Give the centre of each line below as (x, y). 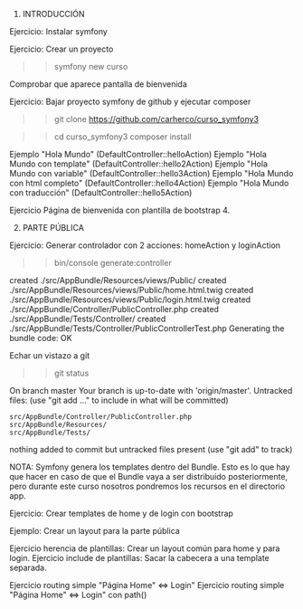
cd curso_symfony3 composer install (123, 137)
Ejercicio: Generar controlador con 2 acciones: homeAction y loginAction (145, 245)
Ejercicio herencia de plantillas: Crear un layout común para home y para (145, 548)
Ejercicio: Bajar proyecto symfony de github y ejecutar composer (130, 101)
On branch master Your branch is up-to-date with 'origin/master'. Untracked (151, 390)
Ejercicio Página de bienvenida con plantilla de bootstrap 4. (120, 210)
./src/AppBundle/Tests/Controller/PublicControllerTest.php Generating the (147, 328)
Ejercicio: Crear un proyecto (62, 49)
